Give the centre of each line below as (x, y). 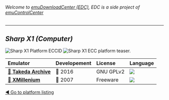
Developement (73, 63)
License (106, 63)
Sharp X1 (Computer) (39, 38)
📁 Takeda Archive (29, 72)
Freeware (107, 80)
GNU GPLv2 (110, 72)
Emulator (19, 63)
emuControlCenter (24, 12)
